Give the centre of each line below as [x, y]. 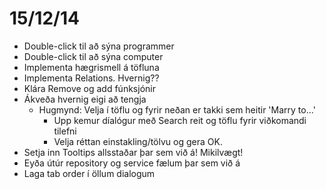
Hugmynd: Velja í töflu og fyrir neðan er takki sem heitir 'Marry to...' [177, 109]
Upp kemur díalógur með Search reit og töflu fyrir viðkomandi [180, 120]
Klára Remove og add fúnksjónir [89, 88]
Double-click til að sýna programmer [99, 46]
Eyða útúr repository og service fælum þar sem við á [132, 163]
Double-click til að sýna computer [93, 56]
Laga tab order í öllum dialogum [89, 173]
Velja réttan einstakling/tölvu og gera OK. [138, 141]
